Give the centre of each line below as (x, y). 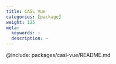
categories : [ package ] (34, 17)
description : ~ (30, 38)
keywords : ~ (26, 33)
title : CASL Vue (26, 11)
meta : (13, 28)
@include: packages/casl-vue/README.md (58, 55)
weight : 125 (21, 22)
